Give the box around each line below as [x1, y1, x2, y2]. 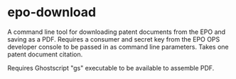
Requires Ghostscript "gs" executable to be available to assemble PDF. [7, 63, 215, 72]
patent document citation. [7, 50, 83, 59]
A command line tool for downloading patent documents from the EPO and [7, 28, 226, 36]
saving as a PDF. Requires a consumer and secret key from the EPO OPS [7, 35, 220, 43]
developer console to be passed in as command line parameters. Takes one [7, 42, 229, 51]
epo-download [7, 4, 97, 20]
